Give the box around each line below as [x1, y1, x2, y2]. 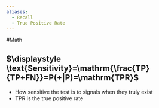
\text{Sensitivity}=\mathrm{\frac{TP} [6, 63, 150, 73]
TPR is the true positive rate [14, 95, 84, 102]
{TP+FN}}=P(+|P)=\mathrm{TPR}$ [6, 73, 139, 83]
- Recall [11, 14, 33, 20]
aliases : [6, 8, 28, 15]
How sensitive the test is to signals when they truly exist [14, 88, 154, 96]
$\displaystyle [6, 53, 62, 64]
